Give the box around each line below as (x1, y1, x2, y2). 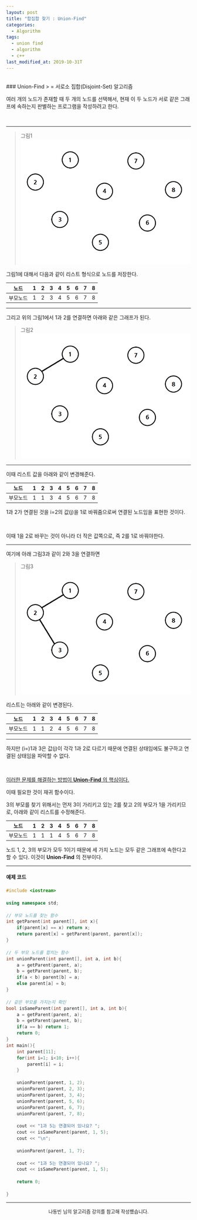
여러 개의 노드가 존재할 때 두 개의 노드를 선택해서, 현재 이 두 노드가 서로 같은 (6, 95, 179, 102)
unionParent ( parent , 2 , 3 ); (16, 1086, 85, 1092)
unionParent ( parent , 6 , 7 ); (16, 1104, 85, 1110)
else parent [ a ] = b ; (16, 981, 67, 987)
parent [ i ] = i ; (27, 1061, 64, 1067)
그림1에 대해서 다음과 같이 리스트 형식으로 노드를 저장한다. (6, 271, 138, 278)
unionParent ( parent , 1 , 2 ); (16, 1080, 85, 1086)
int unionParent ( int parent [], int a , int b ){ (6, 956, 122, 962)
